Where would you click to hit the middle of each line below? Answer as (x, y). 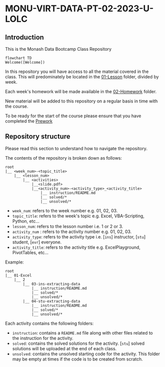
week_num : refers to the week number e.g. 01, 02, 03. (65, 210)
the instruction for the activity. (43, 338)
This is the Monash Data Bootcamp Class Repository (58, 49)
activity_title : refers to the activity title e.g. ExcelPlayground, (76, 247)
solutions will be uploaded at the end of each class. (64, 348)
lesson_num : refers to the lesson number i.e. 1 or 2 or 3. (67, 226)
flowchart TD (18, 58)
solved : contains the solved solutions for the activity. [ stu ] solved (78, 343)
